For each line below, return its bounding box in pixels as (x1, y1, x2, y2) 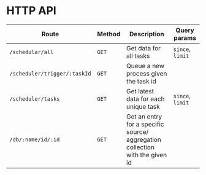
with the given (126, 150, 167, 159)
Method (97, 29, 121, 38)
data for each (126, 95, 165, 103)
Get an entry (126, 112, 162, 120)
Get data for (126, 44, 161, 52)
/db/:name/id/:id (9, 136, 60, 143)
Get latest (126, 87, 154, 95)
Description (129, 29, 164, 38)
